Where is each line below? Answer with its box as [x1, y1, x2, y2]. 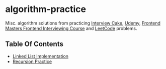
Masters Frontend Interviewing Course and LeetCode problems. [5, 25, 137, 31]
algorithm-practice [5, 3, 87, 15]
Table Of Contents [5, 40, 64, 48]
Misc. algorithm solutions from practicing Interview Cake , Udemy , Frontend [5, 20, 161, 26]
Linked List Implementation [12, 53, 69, 59]
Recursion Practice [12, 58, 52, 64]
